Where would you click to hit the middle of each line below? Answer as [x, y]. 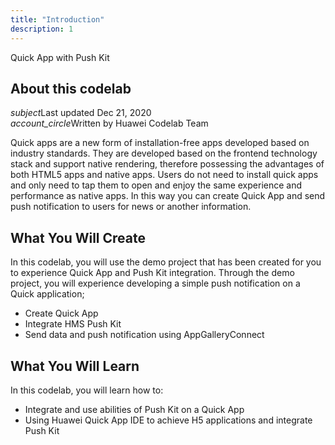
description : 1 [42, 29]
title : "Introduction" [57, 19]
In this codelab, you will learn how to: [87, 390]
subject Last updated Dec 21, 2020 [81, 113]
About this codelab [71, 88]
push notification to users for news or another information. [131, 207]
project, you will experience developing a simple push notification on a [155, 283]
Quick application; [47, 294]
